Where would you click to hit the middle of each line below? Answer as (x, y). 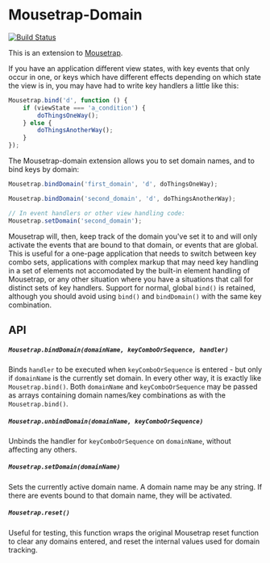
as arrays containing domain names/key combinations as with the (117, 395)
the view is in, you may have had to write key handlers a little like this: (124, 85)
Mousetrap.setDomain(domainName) (64, 467)
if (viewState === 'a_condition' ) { (85, 108)
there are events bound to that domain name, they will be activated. (120, 495)
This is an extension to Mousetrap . (66, 52)
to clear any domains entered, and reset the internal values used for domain (134, 541)
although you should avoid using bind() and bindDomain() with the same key (135, 296)
